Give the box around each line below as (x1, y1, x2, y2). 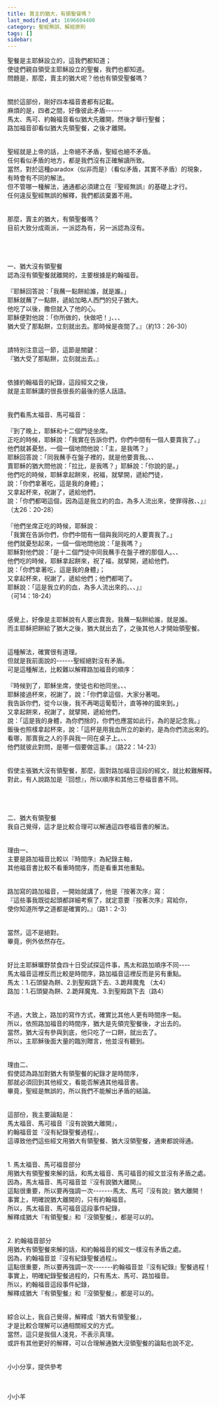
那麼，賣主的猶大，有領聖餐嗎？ (7, 215, 99, 223)
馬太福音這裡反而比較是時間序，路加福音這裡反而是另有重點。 (7, 969, 185, 978)
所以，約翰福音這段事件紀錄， (7, 1280, 93, 1289)
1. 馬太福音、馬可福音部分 (7, 1160, 81, 1169)
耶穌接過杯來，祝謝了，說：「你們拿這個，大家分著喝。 (7, 691, 164, 699)
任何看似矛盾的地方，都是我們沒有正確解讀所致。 (7, 156, 148, 165)
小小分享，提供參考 (7, 1363, 63, 1371)
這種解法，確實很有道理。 (7, 648, 81, 656)
